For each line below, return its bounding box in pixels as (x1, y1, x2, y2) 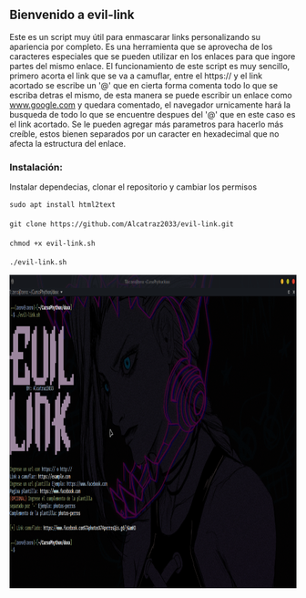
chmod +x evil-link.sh (9, 239, 96, 248)
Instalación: (9, 160, 64, 173)
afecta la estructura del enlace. (9, 138, 126, 149)
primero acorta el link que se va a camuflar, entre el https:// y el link (9, 70, 262, 81)
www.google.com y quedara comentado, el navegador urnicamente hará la (9, 99, 291, 110)
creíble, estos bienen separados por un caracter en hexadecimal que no (9, 128, 280, 139)
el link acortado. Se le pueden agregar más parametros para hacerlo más (9, 119, 284, 129)
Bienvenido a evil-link (9, 7, 135, 23)
